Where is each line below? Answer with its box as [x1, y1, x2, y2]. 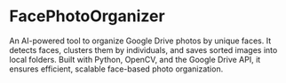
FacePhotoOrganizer [9, 6, 166, 26]
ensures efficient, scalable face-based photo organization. [9, 64, 224, 74]
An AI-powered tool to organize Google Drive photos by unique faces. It [9, 35, 272, 46]
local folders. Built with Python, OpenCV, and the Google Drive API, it [9, 54, 261, 64]
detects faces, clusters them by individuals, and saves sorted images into [9, 44, 278, 55]
